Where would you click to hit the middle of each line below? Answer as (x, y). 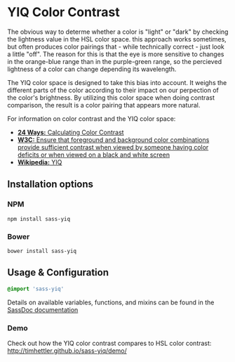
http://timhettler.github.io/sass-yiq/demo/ (67, 350)
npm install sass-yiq (39, 219)
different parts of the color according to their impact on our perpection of (113, 90)
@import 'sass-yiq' (36, 289)
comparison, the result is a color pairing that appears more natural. (104, 105)
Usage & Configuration (58, 272)
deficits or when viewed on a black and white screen (94, 155)
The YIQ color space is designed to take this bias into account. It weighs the (117, 82)
